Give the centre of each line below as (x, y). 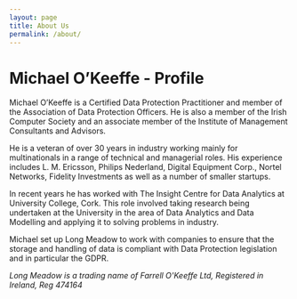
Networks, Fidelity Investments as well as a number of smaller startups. (140, 177)
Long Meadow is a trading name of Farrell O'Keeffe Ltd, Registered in (136, 276)
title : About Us (39, 26)
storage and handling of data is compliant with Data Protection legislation (143, 249)
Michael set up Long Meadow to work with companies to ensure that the (142, 239)
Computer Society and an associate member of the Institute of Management (148, 122)
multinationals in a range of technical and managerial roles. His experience (146, 158)
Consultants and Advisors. (58, 131)
